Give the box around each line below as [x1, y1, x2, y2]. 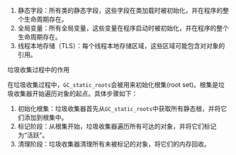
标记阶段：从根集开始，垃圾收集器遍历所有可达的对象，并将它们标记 [17, 122, 217, 130]
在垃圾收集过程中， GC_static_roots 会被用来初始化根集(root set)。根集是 [7, 81, 219, 88]
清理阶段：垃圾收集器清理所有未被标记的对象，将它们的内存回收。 [17, 140, 210, 148]
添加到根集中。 [23, 113, 68, 122]
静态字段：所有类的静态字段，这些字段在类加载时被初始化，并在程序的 [17, 6, 223, 14]
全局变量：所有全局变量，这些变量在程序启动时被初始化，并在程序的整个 [17, 24, 229, 32]
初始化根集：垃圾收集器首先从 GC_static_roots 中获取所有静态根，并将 [17, 105, 221, 113]
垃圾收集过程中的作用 [7, 66, 69, 74]
